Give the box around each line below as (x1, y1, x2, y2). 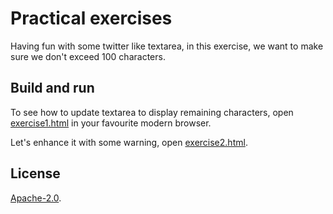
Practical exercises (10, 7, 173, 30)
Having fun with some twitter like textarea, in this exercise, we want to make (10, 40, 324, 52)
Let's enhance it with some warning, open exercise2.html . (10, 136, 248, 148)
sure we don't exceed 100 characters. (10, 50, 166, 62)
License (10, 165, 61, 182)
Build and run (10, 80, 95, 97)
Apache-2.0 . (10, 192, 62, 204)
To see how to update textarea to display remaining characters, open (10, 106, 294, 118)
